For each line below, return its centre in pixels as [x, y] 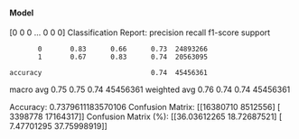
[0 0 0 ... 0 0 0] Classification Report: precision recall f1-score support [140, 32]
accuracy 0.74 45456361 [108, 73]
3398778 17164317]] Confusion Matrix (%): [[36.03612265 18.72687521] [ [146, 116]
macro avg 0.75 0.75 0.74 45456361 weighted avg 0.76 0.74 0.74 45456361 [150, 89]
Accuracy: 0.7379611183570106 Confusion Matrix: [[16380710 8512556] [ [145, 107]
